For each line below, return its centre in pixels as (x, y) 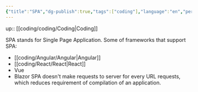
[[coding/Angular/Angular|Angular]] (57, 57)
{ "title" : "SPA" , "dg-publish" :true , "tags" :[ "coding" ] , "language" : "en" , (94, 11)
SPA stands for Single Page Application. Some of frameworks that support (96, 40)
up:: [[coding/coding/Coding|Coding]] (52, 28)
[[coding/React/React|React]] (50, 64)
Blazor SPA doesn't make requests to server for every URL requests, (97, 76)
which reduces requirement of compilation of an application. (87, 83)
